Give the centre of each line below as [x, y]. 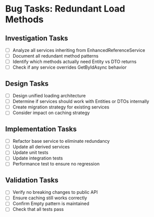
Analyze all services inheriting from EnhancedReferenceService [79, 50]
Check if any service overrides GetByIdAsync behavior [70, 67]
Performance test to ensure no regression [56, 164]
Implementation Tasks [41, 129]
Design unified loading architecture [49, 96]
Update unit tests [31, 152]
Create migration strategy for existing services [61, 107]
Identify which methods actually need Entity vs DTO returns [74, 62]
